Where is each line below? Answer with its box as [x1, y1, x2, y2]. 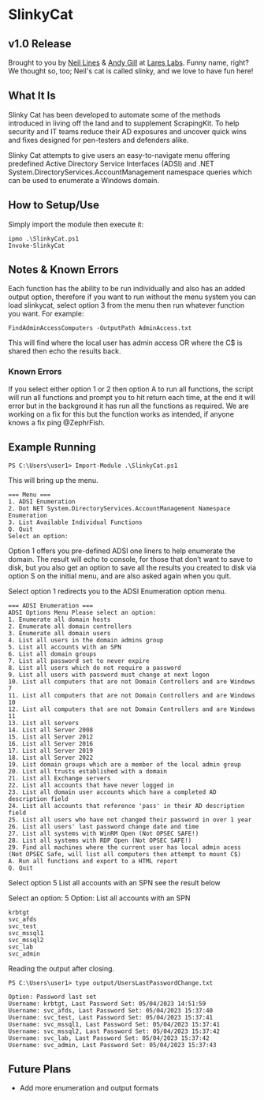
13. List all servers [8, 719, 80, 727]
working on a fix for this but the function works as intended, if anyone [8, 409, 235, 419]
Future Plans [8, 1062, 72, 1076]
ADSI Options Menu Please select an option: [8, 608, 157, 616]
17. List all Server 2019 [8, 746, 93, 754]
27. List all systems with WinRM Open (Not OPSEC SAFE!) [8, 829, 199, 837]
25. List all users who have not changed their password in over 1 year [8, 815, 252, 824]
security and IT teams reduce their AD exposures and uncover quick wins [8, 126, 247, 136]
